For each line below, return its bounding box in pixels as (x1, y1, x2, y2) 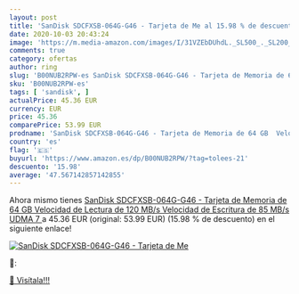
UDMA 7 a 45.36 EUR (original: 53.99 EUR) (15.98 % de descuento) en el (9, 214, 276, 225)
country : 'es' (9, 137, 62, 146)
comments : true (9, 46, 66, 55)
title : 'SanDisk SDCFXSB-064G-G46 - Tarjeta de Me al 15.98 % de (9, 21, 256, 30)
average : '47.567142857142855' (9, 170, 125, 179)
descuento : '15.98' (9, 162, 82, 171)
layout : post (9, 12, 58, 22)
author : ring (9, 63, 58, 72)
